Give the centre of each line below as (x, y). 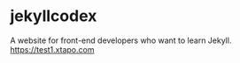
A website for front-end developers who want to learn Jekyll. (121, 40)
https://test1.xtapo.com (52, 49)
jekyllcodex (54, 16)
